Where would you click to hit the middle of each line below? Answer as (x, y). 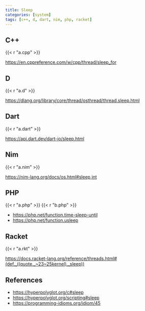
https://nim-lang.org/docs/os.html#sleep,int (51, 177)
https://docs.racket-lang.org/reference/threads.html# (61, 258)
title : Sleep (19, 10)
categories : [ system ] (28, 15)
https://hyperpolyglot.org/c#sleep (48, 292)
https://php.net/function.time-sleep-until (55, 215)
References (24, 280)
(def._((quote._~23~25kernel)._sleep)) (45, 264)
